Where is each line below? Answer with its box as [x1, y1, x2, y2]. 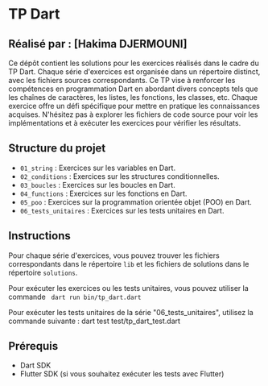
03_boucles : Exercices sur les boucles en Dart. [19, 180, 175, 189]
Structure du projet [8, 142, 106, 156]
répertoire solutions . [8, 268, 78, 277]
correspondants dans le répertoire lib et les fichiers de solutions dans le [8, 259, 249, 268]
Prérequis [8, 339, 59, 353]
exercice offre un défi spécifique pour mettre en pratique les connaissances [8, 102, 260, 110]
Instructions [8, 229, 71, 243]
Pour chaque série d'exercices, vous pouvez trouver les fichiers [8, 251, 220, 260]
